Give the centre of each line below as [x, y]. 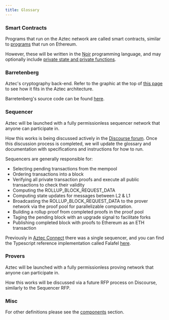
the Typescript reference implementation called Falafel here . [68, 243]
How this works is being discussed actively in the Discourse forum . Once [81, 138]
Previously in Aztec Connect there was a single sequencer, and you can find [85, 238]
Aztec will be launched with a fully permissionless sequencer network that [83, 123]
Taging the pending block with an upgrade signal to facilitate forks [81, 217]
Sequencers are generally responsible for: [49, 159]
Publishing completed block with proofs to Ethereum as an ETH [78, 222]
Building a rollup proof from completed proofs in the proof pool [78, 211]
